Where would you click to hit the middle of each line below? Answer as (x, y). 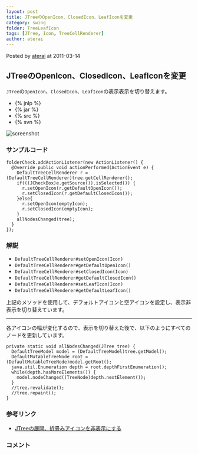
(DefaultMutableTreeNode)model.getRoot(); (59, 362)
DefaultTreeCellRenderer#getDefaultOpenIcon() (73, 266)
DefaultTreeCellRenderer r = (52, 173)
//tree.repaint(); (34, 393)
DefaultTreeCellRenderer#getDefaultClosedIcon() (75, 278)
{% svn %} (28, 122)
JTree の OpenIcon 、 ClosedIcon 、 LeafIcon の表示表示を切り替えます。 (88, 91)
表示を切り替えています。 (37, 310)
